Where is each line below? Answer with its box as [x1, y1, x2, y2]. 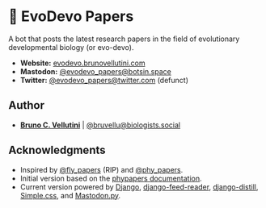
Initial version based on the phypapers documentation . [19, 173, 202, 183]
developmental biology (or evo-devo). [8, 42, 134, 52]
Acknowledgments [8, 144, 107, 157]
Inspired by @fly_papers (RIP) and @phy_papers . [19, 164, 184, 174]
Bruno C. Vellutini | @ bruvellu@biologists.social [19, 120, 181, 130]
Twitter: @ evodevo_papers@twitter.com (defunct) [19, 75, 188, 85]
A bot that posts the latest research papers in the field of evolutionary [8, 34, 240, 44]
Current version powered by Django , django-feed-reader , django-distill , [19, 181, 259, 192]
